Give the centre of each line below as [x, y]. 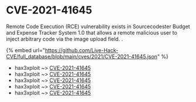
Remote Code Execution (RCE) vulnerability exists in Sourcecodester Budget [98, 26]
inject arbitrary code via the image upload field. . [65, 39]
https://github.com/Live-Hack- [82, 50]
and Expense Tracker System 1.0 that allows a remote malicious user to [92, 32]
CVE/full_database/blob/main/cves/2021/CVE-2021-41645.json [82, 56]
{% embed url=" [26, 50]
